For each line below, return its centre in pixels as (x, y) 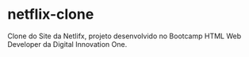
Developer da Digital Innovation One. (67, 44)
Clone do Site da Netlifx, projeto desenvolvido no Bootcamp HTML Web (125, 36)
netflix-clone (51, 14)
